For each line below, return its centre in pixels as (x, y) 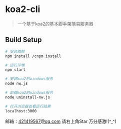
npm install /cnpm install (33, 56)
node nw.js (16, 84)
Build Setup (23, 40)
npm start (15, 70)
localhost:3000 (21, 111)
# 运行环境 (15, 65)
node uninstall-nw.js (28, 97)
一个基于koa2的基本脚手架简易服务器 (55, 24)
